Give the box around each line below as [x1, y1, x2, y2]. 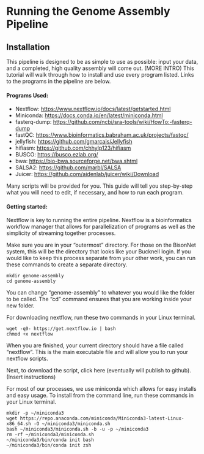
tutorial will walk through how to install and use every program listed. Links [6, 71, 194, 78]
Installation [6, 42, 50, 52]
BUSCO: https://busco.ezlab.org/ [15, 151, 99, 158]
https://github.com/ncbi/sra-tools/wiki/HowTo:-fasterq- [53, 118, 192, 126]
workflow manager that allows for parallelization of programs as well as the [6, 223, 195, 231]
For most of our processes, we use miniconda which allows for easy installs [6, 385, 197, 393]
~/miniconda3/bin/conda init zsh [6, 442, 92, 448]
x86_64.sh [6, 421, 32, 427]
